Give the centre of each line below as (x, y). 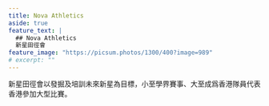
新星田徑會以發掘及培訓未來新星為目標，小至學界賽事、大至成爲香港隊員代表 (134, 84)
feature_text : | (35, 30)
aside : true (28, 23)
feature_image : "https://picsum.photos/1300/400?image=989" (111, 53)
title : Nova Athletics (46, 16)
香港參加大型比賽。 (40, 93)
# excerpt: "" (32, 61)
